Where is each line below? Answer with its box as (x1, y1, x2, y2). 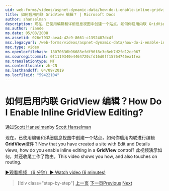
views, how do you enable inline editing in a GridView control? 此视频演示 (5, 147, 158, 153)
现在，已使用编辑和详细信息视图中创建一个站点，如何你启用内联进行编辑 (5, 134, 155, 140)
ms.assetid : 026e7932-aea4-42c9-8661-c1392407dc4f (5, 36, 114, 41)
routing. (5, 159, 22, 165)
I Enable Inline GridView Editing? (5, 107, 143, 118)
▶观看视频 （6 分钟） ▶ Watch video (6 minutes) (5, 169, 106, 175)
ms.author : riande (5, 26, 44, 31)
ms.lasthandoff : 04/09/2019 (5, 68, 64, 73)
